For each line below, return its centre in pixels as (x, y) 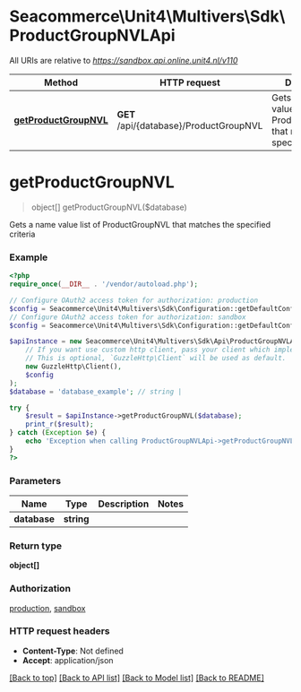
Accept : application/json (68, 660)
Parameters (35, 480)
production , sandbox (47, 608)
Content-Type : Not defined (73, 651)
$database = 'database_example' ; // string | (95, 392)
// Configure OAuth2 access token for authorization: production (133, 300)
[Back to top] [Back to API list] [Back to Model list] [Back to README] (137, 678)
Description (124, 504)
